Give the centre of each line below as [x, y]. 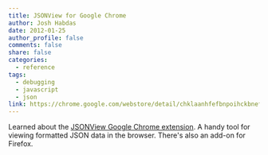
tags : [17, 75]
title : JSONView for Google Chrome [67, 15]
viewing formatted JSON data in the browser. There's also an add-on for [127, 135]
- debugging [35, 82]
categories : [28, 60]
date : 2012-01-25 [37, 30]
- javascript [37, 89]
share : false [30, 52]
